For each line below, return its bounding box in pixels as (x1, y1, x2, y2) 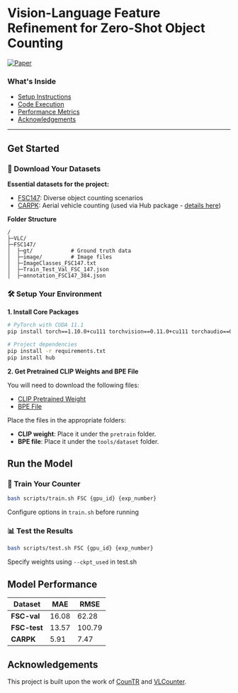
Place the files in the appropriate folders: (7, 415, 126, 424)
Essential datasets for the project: (7, 180, 110, 188)
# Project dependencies (7, 341, 78, 348)
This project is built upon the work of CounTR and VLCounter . (7, 677, 187, 686)
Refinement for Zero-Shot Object (7, 20, 205, 36)
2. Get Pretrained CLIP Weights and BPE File (7, 367, 139, 376)
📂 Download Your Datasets (7, 163, 101, 173)
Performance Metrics (17, 108, 80, 116)
